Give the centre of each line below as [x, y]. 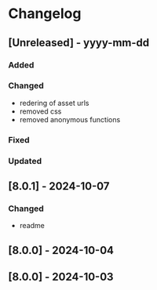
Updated [25, 161]
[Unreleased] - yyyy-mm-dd [79, 43]
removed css [40, 111]
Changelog [45, 14]
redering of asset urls [54, 103]
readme [32, 226]
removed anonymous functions [70, 119]
